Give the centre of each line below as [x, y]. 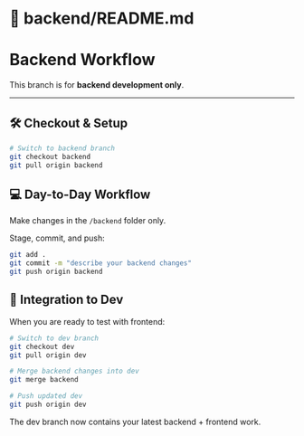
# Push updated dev [46, 396]
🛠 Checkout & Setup [69, 123]
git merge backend [44, 380]
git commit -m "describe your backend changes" [101, 263]
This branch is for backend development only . [97, 85]
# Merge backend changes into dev [75, 371]
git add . [28, 255]
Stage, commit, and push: [57, 238]
